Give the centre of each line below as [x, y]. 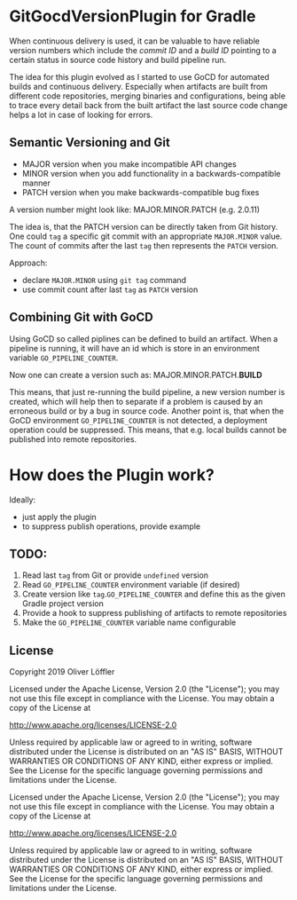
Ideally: [23, 500]
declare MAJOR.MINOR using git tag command [104, 280]
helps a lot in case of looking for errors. [81, 114]
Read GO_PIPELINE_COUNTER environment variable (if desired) [131, 585]
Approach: [28, 263]
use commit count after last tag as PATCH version [110, 289]
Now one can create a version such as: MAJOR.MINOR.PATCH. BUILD [136, 375]
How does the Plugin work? [112, 474]
